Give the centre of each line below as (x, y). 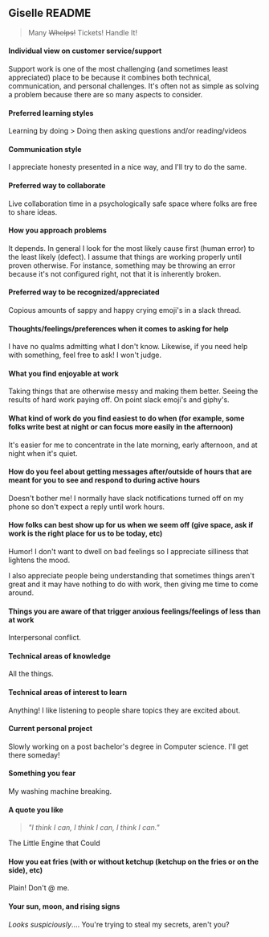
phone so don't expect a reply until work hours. (87, 507)
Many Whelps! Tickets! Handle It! (83, 32)
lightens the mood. (39, 560)
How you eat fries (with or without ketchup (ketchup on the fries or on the (134, 861)
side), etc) (26, 870)
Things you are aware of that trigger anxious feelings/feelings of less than (134, 611)
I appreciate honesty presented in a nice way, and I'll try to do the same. (128, 167)
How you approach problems (57, 230)
